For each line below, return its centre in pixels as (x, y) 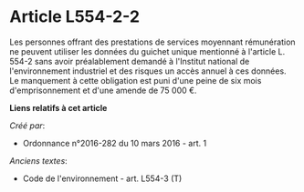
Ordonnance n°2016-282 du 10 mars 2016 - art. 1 (115, 143)
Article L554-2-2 (74, 17)
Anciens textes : (39, 160)
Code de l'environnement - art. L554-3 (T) (102, 178)
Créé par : (27, 126)
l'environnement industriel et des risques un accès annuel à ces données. (148, 71)
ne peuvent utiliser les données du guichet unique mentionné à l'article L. (147, 51)
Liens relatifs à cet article (58, 107)
